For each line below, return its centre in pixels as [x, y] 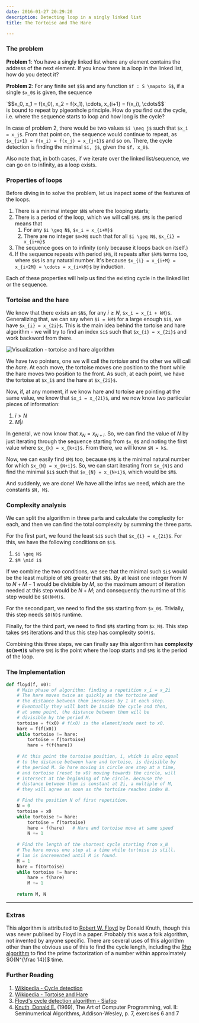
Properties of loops [34, 180]
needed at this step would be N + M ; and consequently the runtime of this [96, 591]
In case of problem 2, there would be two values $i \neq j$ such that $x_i [97, 128]
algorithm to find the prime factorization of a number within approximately [96, 953]
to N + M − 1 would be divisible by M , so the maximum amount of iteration [96, 584]
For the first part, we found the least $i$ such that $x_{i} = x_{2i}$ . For [94, 536]
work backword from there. [39, 338]
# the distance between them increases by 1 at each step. [91, 701]
